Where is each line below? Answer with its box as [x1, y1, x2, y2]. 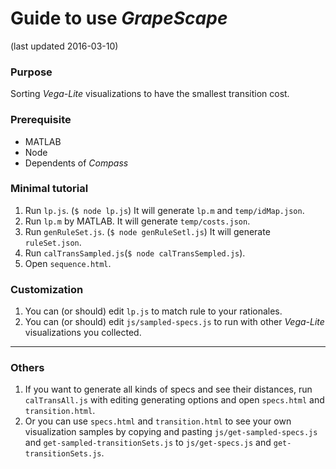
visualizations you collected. [24, 327, 142, 339]
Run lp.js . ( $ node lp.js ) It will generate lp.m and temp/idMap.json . [24, 204, 305, 216]
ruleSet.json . [24, 236, 82, 248]
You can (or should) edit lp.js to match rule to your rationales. [24, 305, 283, 317]
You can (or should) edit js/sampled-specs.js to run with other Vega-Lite [24, 316, 325, 328]
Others [10, 361, 45, 375]
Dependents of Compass [24, 157, 129, 169]
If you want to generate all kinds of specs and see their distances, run [24, 383, 313, 396]
